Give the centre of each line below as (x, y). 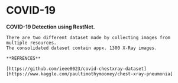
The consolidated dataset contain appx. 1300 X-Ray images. (82, 48)
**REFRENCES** (24, 58)
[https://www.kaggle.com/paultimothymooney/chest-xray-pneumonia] (90, 74)
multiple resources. (32, 43)
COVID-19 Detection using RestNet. (51, 27)
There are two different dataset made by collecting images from (88, 37)
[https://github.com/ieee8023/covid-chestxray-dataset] (76, 69)
